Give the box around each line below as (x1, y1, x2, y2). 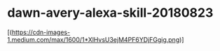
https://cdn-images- (11, 28, 71, 36)
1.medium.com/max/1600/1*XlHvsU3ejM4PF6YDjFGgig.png (7, 35, 180, 43)
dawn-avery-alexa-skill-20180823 (7, 5, 214, 21)
